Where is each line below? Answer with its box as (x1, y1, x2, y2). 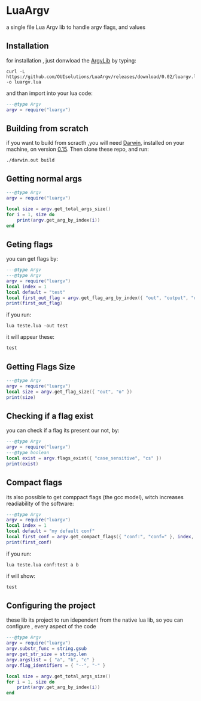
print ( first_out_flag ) (6, 300, 63, 306)
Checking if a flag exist (6, 411, 94, 421)
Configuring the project (6, 601, 96, 611)
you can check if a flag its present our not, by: (6, 427, 120, 434)
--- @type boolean (6, 450, 50, 456)
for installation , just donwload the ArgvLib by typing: (6, 56, 136, 64)
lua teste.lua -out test (6, 323, 68, 329)
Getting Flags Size (6, 362, 76, 372)
